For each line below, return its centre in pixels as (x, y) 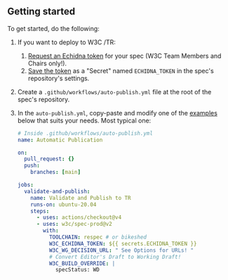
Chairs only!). (47, 63)
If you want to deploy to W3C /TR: (66, 42)
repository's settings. (59, 78)
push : (32, 166)
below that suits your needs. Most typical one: (84, 120)
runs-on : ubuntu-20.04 (63, 204)
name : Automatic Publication (60, 140)
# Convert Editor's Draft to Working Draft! (115, 257)
